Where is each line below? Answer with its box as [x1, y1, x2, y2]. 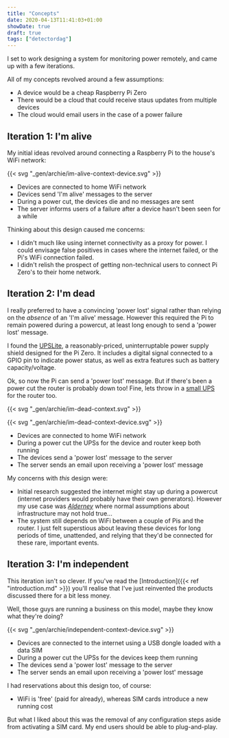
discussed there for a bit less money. [7, 591, 112, 600]
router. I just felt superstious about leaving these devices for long [16, 524, 201, 532]
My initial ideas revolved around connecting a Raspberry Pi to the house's [7, 149, 216, 157]
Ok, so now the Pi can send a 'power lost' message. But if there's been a [7, 377, 213, 385]
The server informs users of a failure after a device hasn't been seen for [16, 204, 221, 213]
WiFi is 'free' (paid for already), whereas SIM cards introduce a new [16, 695, 208, 703]
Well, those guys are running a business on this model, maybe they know [7, 604, 214, 613]
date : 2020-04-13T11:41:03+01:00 [7, 17, 103, 23]
